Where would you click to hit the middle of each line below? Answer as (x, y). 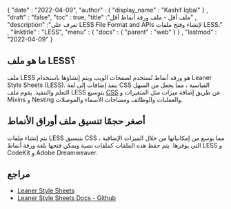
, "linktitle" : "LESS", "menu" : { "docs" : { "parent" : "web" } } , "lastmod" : (112, 32)
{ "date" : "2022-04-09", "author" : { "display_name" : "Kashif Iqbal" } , (108, 10)
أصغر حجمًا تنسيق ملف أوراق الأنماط (76, 121)
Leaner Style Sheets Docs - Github (66, 198)
